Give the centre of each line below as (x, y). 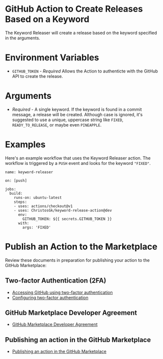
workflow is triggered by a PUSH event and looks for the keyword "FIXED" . (78, 163)
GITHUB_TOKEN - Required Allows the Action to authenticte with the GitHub (85, 71)
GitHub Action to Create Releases (74, 9)
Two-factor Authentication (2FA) (56, 281)
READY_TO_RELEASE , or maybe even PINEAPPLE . (57, 125)
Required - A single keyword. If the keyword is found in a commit (77, 109)
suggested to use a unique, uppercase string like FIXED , (68, 120)
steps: (20, 202)
